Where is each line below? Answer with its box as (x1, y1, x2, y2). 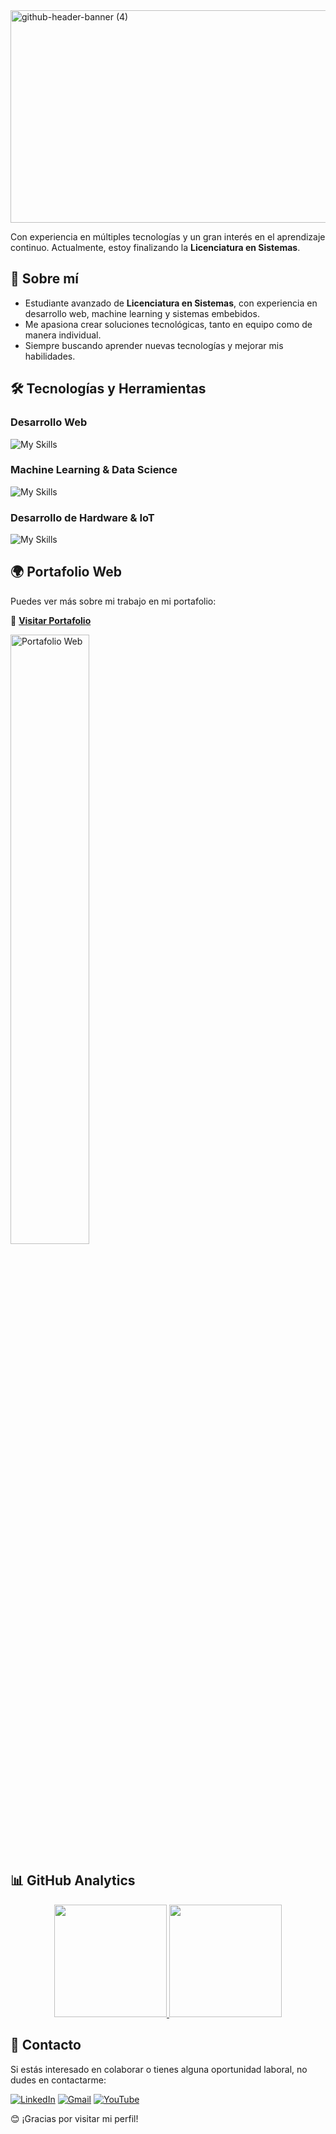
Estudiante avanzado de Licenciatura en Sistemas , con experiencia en (24, 297, 318, 309)
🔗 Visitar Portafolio (10, 614, 92, 626)
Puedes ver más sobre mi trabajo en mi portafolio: (10, 595, 217, 607)
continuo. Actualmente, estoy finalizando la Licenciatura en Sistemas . (10, 242, 301, 253)
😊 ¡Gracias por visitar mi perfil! (10, 2112, 139, 2124)
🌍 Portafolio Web (10, 564, 122, 581)
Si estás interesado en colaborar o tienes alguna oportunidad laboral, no (10, 2063, 308, 2075)
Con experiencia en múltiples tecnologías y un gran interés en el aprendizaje (10, 231, 326, 243)
